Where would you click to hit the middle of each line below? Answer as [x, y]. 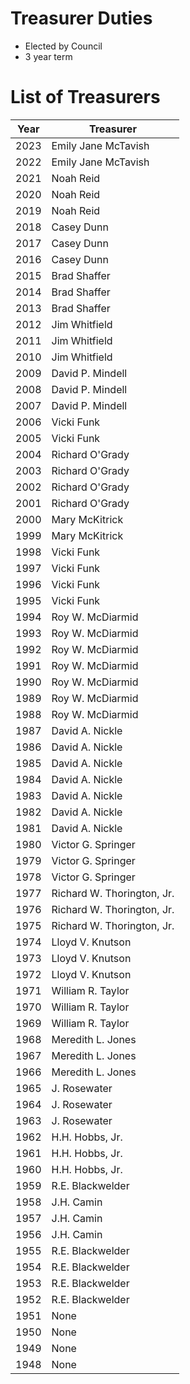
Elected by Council [63, 46]
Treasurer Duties [81, 18]
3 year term [48, 56]
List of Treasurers [85, 97]
